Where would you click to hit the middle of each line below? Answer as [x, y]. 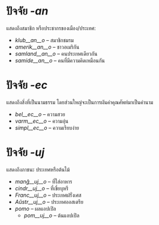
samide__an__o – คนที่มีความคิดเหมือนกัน [60, 60]
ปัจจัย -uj [25, 153]
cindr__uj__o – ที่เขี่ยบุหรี [42, 188]
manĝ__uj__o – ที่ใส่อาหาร [43, 181]
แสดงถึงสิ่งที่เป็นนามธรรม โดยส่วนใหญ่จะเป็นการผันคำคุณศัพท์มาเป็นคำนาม [80, 102]
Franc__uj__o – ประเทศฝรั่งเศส [48, 195]
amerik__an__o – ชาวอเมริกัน [47, 47]
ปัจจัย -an [27, 11]
